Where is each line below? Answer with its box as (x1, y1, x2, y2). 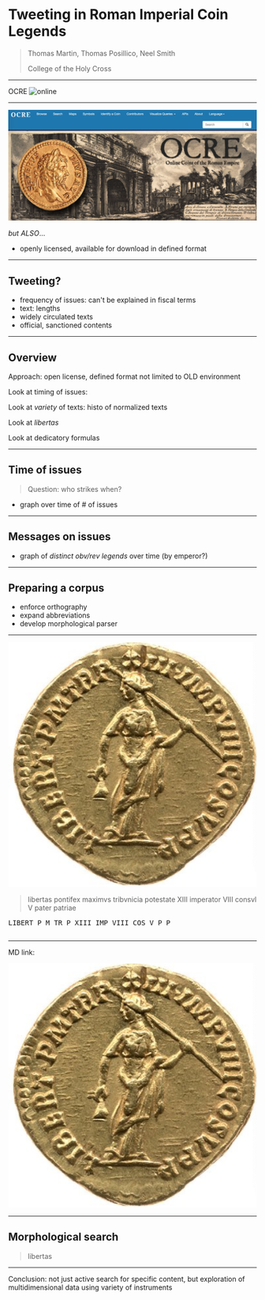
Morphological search (8, 1230, 119, 1244)
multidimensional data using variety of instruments (8, 1283, 173, 1292)
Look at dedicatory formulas (8, 433, 100, 442)
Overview (8, 350, 58, 365)
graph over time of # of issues (19, 500, 118, 509)
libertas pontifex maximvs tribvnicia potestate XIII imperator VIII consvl (27, 894, 257, 904)
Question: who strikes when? (27, 484, 122, 493)
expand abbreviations (19, 610, 91, 620)
